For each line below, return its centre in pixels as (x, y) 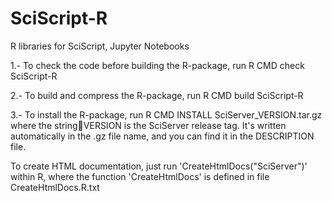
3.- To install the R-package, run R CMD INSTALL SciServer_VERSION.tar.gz (166, 114)
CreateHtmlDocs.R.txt (55, 187)
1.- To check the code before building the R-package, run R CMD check (157, 65)
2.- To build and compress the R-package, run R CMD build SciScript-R (157, 95)
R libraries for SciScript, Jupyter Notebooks (100, 46)
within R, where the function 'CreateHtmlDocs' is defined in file (140, 176)
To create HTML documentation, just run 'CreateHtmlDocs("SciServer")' (159, 166)
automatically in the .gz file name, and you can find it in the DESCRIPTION (162, 136)
